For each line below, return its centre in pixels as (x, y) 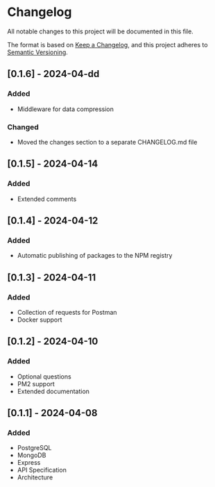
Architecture (35, 477)
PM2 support (36, 383)
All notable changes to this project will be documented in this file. (101, 31)
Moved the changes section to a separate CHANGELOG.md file (107, 142)
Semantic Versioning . (37, 52)
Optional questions (44, 377)
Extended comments (47, 199)
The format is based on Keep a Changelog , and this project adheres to (108, 44)
